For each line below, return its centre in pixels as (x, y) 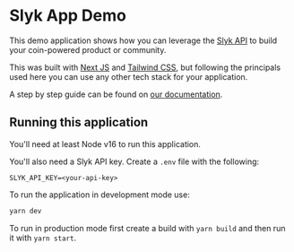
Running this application (79, 122)
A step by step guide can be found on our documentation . (116, 94)
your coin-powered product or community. (88, 49)
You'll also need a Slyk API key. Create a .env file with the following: (134, 161)
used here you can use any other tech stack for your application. (129, 76)
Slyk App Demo (68, 16)
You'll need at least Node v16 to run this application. (105, 143)
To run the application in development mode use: (99, 195)
